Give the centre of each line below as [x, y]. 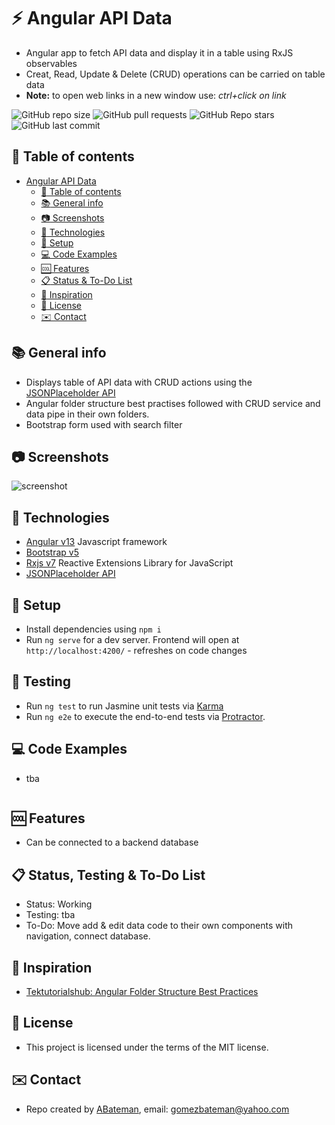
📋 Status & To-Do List [86, 280]
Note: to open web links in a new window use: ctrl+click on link [156, 95]
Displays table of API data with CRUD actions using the [139, 382]
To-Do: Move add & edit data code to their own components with [159, 926]
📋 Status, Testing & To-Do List [108, 875]
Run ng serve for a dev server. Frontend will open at [132, 639]
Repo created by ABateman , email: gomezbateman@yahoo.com [157, 1109]
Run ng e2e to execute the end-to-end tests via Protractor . [145, 716]
